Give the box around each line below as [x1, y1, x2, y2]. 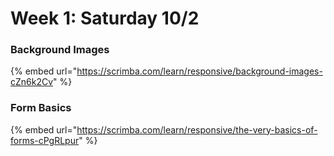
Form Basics [10, 101, 72, 115]
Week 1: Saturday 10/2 [10, 7, 200, 30]
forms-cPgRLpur [10, 134, 80, 146]
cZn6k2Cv [10, 76, 54, 88]
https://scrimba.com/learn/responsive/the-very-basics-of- [76, 123, 318, 136]
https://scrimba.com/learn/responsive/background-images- [76, 65, 323, 77]
